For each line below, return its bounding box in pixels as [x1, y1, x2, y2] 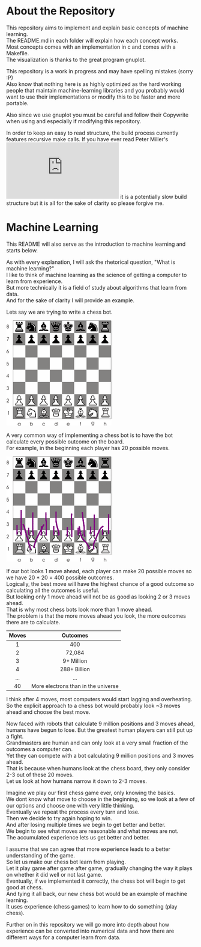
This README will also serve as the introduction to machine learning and [6, 240, 186, 248]
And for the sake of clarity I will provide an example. [6, 296, 135, 304]
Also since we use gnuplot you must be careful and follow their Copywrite [6, 111, 189, 118]
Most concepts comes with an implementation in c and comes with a [6, 43, 176, 50]
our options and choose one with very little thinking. [6, 802, 135, 809]
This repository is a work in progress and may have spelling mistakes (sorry [6, 67, 193, 75]
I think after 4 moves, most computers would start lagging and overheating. [6, 696, 193, 703]
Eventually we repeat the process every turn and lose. [6, 808, 140, 815]
